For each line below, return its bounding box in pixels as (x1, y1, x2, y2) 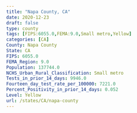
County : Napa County (6, 42, 58, 48)
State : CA (6, 48, 31, 54)
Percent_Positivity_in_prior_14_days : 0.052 (6, 87, 119, 93)
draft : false (6, 20, 39, 26)
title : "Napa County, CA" (6, 8, 70, 15)
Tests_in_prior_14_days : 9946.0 (6, 75, 86, 81)
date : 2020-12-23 (6, 14, 49, 20)
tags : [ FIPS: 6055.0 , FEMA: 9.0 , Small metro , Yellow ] (6, 31, 132, 37)
